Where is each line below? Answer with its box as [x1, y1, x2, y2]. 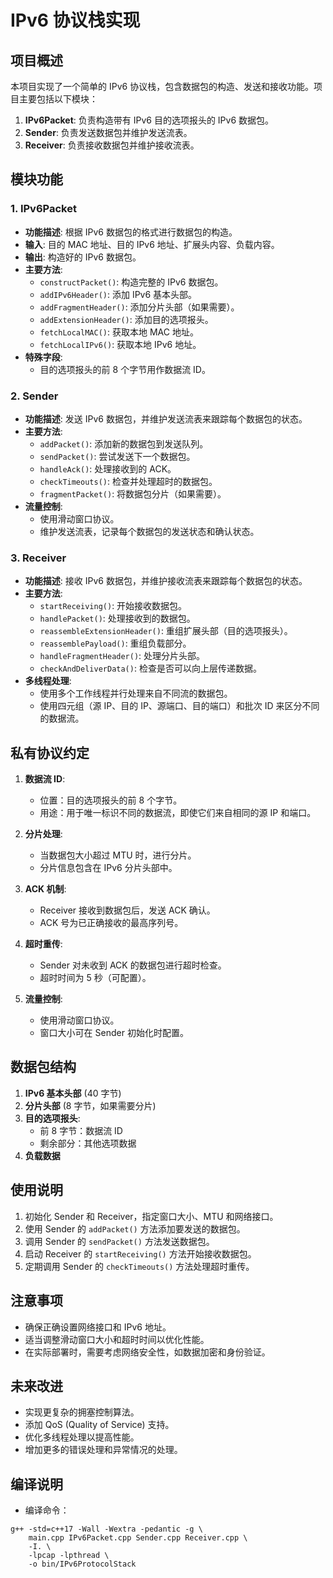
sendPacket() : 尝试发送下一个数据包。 [39, 450, 196, 462]
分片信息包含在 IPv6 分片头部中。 [39, 862, 178, 874]
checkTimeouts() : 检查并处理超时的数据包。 [39, 475, 218, 487]
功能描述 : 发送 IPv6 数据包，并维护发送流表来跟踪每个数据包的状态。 [24, 412, 308, 425]
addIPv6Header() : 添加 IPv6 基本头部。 [39, 288, 198, 300]
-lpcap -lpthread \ [28, 1551, 110, 1561]
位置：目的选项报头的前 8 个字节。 [39, 794, 183, 806]
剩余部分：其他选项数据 [39, 1137, 137, 1149]
